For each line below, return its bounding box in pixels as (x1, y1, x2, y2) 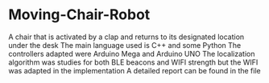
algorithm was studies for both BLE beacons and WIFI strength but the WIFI (8, 57, 259, 67)
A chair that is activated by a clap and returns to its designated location (8, 32, 245, 41)
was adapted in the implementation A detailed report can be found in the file (8, 65, 261, 75)
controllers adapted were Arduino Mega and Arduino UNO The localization (8, 49, 255, 58)
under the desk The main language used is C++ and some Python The (8, 40, 242, 49)
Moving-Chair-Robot (8, 6, 151, 24)
